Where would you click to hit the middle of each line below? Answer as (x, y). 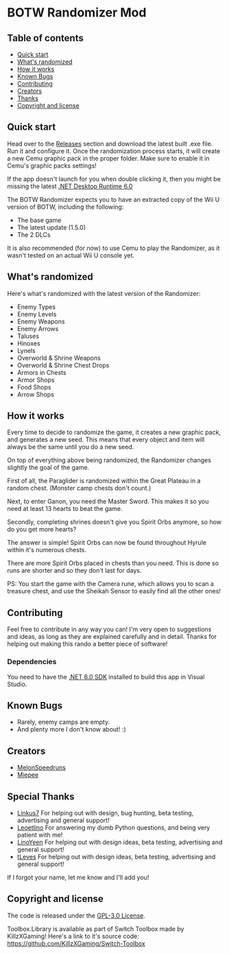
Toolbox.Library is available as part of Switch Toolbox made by (96, 929)
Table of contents (45, 38)
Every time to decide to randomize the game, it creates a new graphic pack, (114, 432)
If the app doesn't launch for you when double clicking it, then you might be (114, 179)
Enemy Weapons (41, 321)
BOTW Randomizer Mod (77, 13)
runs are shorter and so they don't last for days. (74, 571)
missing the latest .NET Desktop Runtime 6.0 (70, 186)
